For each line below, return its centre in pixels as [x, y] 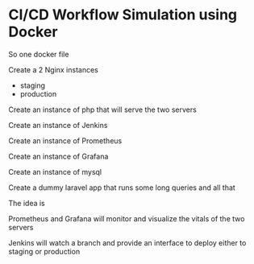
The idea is [27, 203]
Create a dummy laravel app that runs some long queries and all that [122, 188]
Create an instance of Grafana [58, 156]
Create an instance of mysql [55, 171]
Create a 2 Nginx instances [54, 69]
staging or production [44, 251]
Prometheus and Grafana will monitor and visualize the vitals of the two [127, 218]
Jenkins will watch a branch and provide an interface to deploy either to [127, 242]
